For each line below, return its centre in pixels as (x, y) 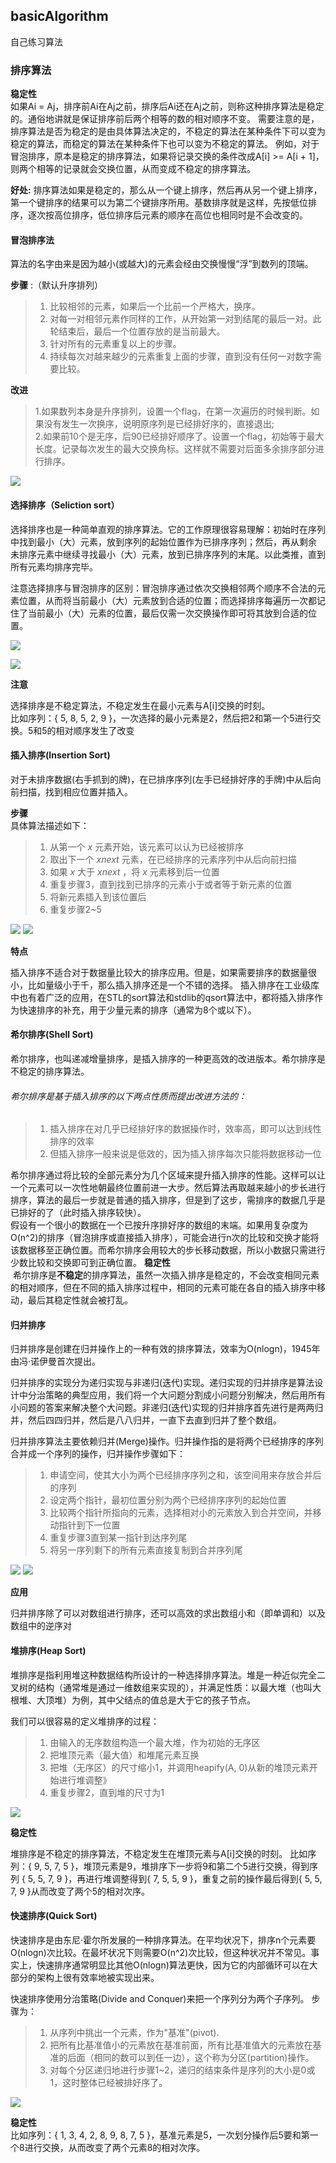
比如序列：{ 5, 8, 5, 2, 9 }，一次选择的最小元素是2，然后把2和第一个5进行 (161, 718)
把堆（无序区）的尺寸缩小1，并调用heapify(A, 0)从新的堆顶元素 (179, 1767)
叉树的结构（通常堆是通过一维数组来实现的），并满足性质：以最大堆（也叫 (161, 1687)
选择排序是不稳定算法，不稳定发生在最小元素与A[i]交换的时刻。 (140, 705)
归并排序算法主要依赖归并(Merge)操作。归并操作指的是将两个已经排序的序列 (167, 1441)
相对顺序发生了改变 (95, 730)
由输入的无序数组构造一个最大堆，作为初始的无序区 (155, 1742)
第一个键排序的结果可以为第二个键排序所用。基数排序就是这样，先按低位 (159, 203)
